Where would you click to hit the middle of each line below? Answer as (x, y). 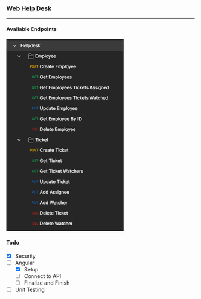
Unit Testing (30, 290)
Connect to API (42, 276)
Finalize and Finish (47, 283)
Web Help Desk (29, 8)
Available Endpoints (31, 29)
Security (25, 256)
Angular (25, 263)
